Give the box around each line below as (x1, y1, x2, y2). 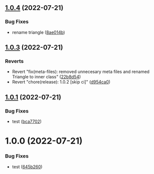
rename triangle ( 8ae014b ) (12, 29, 65, 35)
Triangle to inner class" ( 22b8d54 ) (12, 74, 81, 80)
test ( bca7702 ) (12, 118, 42, 125)
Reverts (5, 58, 24, 64)
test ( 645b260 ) (12, 164, 43, 170)
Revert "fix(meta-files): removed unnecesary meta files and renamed (12, 69, 150, 74)
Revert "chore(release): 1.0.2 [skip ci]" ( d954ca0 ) (12, 79, 110, 85)
